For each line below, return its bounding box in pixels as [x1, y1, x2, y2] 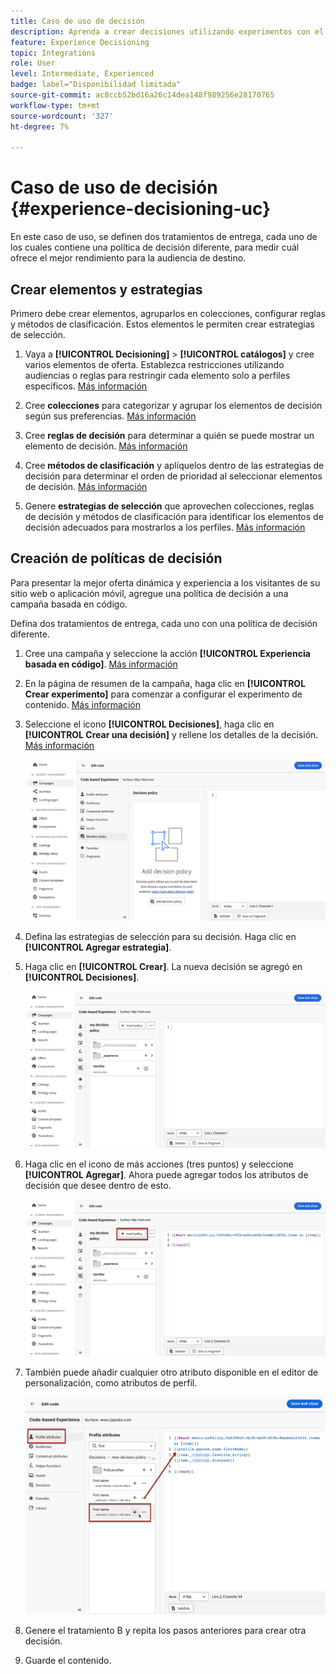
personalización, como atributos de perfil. [24, 1376, 198, 1389]
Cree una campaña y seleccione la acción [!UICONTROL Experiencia [24, 647, 311, 659]
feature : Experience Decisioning [10, 37, 150, 47]
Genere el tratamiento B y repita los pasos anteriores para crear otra [24, 1625, 307, 1637]
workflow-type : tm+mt [10, 100, 101, 110]
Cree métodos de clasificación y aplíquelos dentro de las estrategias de [24, 460, 325, 471]
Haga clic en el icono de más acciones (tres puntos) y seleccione [24, 1158, 294, 1170]
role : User [10, 58, 56, 69]
